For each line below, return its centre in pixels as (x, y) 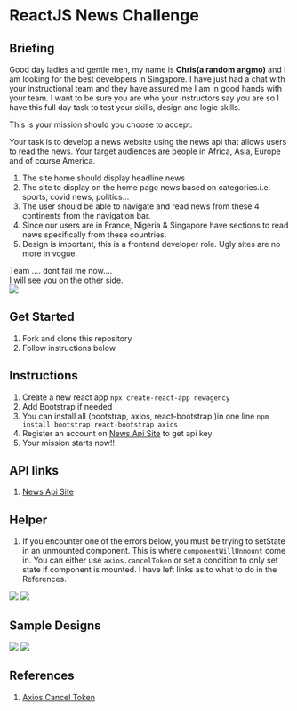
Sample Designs (55, 625)
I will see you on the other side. (66, 280)
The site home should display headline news (103, 178)
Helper (28, 519)
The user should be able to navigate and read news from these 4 (140, 206)
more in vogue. (50, 253)
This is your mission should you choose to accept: (101, 124)
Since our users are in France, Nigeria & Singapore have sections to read (155, 225)
